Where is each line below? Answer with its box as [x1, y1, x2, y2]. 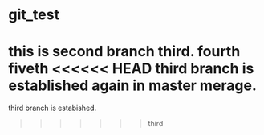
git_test [8, 6, 60, 24]
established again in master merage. [8, 76, 257, 95]
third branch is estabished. [8, 103, 97, 113]
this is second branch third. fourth [8, 43, 241, 61]
